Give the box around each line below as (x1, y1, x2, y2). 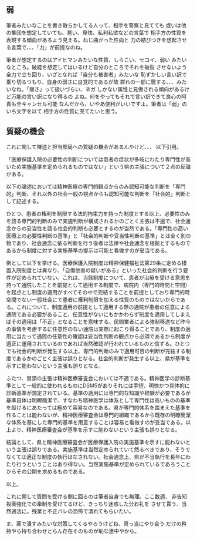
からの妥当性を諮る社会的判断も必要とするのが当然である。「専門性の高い (11, 224, 189, 232)
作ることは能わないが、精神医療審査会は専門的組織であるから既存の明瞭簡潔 (6, 411, 191, 418)
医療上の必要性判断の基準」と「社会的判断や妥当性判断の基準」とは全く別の (6, 232, 191, 239)
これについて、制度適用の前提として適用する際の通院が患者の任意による (16, 303, 191, 310)
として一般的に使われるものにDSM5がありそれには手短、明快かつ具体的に (11, 382, 190, 389)
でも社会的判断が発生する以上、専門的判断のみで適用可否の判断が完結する (6, 347, 186, 354)
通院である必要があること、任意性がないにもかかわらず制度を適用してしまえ (6, 310, 191, 318)
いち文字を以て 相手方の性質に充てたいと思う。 (6, 108, 121, 115)
